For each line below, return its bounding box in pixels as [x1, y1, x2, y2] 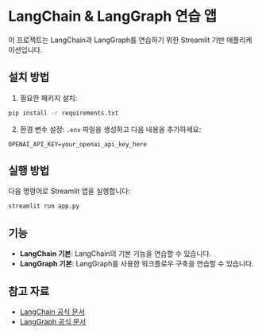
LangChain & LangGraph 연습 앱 [8, 7, 217, 25]
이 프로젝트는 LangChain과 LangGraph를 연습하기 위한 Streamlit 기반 [8, 35, 225, 45]
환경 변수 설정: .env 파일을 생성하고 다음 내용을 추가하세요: [19, 124, 202, 134]
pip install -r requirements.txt [8, 109, 119, 117]
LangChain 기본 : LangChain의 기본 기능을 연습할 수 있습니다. [19, 249, 212, 258]
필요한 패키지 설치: [19, 93, 78, 103]
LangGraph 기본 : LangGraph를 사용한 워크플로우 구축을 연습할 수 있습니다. [19, 259, 254, 269]
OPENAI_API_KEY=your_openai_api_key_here [8, 140, 148, 148]
